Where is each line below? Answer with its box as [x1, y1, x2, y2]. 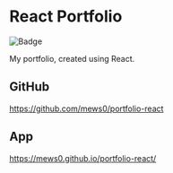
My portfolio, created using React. [9, 53, 135, 64]
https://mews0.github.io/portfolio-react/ [9, 152, 157, 163]
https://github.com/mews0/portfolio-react [9, 103, 164, 114]
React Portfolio [9, 6, 123, 27]
